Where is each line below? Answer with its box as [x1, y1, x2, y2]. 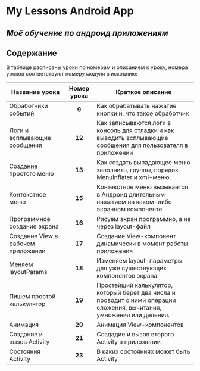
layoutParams [9, 268, 48, 276]
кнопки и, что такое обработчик [96, 109, 189, 117]
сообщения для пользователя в [96, 141, 189, 149]
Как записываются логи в [96, 119, 171, 127]
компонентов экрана [96, 272, 158, 280]
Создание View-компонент [96, 232, 176, 241]
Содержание [6, 48, 58, 58]
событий [9, 109, 35, 117]
